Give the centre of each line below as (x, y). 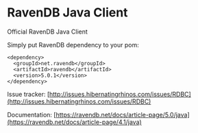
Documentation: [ (32, 114)
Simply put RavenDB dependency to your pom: (73, 45)
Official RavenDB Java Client (47, 32)
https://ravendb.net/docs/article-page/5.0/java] (123, 114)
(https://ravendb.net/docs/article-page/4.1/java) (74, 122)
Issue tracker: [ (28, 94)
